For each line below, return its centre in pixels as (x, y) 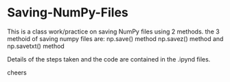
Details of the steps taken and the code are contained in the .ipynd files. (109, 59)
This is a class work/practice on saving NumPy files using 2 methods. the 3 (113, 31)
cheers (17, 72)
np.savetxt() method (36, 46)
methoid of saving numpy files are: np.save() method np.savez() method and (115, 38)
